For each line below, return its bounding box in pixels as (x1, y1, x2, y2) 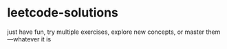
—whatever (7, 35, 40, 43)
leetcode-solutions (7, 5, 119, 21)
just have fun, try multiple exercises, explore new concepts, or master (7, 28, 205, 36)
